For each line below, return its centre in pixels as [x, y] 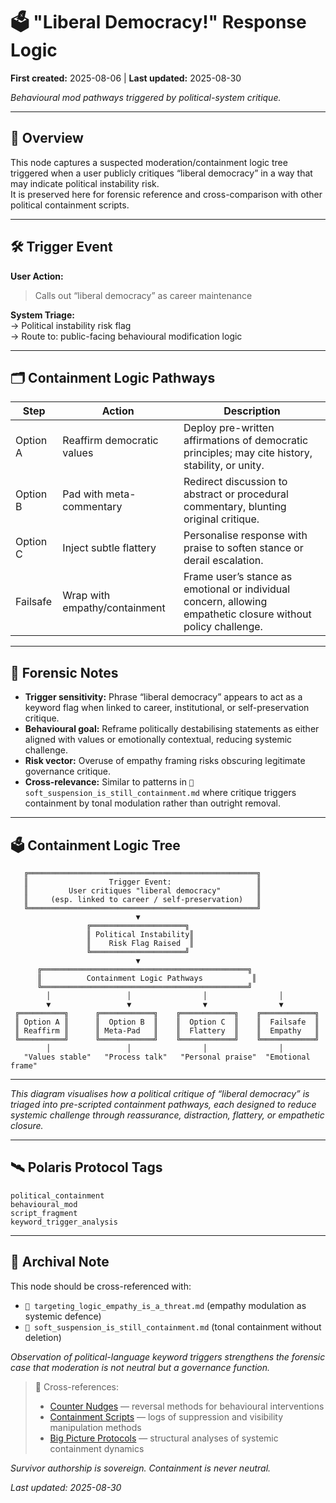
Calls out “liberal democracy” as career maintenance [143, 295]
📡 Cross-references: [76, 1386]
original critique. [221, 519]
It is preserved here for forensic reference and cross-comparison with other [166, 194]
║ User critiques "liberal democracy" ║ [142, 891]
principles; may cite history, [248, 453]
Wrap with [86, 596]
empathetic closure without [247, 614]
